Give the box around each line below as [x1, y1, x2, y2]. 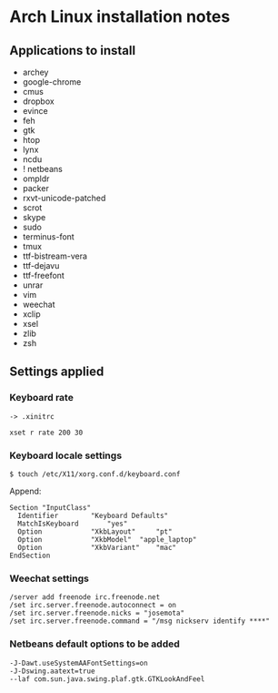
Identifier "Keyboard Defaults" [17, 511, 169, 520]
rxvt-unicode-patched [22, 193, 106, 203]
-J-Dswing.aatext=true [9, 667, 95, 676]
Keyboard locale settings [9, 449, 123, 462]
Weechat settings [9, 572, 89, 585]
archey [22, 66, 49, 77]
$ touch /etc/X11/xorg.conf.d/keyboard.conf [9, 469, 181, 479]
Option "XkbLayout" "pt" [17, 526, 173, 536]
